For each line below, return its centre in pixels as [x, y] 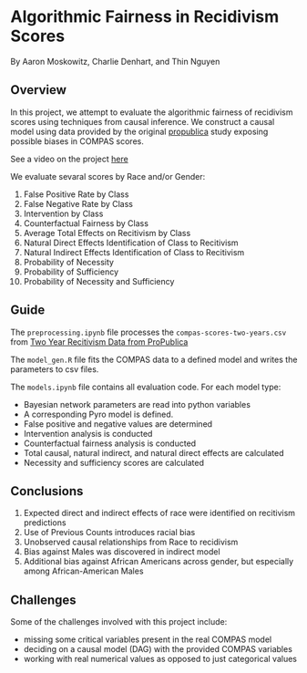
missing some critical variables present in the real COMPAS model [148, 639]
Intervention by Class [63, 213]
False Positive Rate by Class [76, 194]
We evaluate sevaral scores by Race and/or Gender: [108, 176]
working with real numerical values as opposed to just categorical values [160, 659]
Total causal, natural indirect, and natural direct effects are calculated [154, 452]
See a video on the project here [69, 159]
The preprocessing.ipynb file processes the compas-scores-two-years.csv [148, 332]
